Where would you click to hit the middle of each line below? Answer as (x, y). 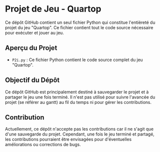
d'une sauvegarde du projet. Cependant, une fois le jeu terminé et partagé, (80, 134)
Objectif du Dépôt (32, 80)
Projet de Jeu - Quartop (53, 9)
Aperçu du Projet (31, 48)
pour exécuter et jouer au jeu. (34, 33)
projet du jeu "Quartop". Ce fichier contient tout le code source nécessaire (79, 27)
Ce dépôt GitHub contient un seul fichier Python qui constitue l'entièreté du (80, 22)
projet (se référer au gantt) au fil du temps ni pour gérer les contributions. (78, 102)
